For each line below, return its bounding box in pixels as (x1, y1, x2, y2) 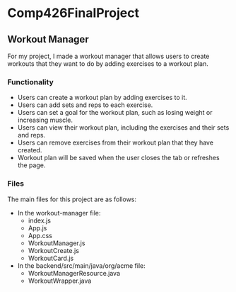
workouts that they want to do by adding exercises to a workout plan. (7, 60, 208, 68)
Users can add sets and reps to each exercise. (17, 101, 153, 109)
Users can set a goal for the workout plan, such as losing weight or (17, 108, 213, 117)
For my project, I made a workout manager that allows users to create (7, 52, 210, 60)
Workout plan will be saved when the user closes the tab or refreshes (17, 154, 220, 162)
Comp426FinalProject (7, 5, 140, 21)
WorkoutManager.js (28, 239, 85, 247)
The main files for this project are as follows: (7, 195, 136, 203)
